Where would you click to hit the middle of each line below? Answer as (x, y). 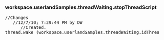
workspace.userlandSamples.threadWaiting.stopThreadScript (81, 7)
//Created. (33, 28)
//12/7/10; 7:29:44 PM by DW (48, 23)
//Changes (17, 18)
